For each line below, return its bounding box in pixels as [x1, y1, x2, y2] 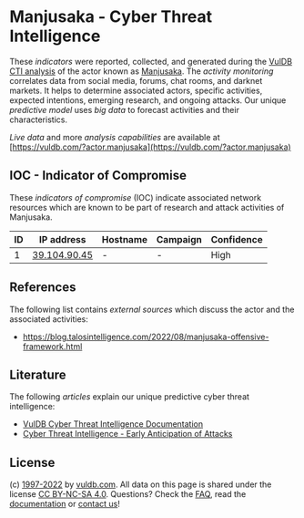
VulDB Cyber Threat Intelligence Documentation [22, 419, 204, 430]
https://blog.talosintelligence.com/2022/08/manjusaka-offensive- [22, 331, 269, 342]
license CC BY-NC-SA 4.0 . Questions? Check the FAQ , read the [9, 489, 247, 500]
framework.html [22, 340, 83, 352]
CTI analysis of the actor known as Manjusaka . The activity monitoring [9, 66, 274, 77]
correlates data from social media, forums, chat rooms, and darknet [9, 75, 263, 86]
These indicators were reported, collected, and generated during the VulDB [9, 56, 293, 67]
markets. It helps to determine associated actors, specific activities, [9, 85, 263, 96]
